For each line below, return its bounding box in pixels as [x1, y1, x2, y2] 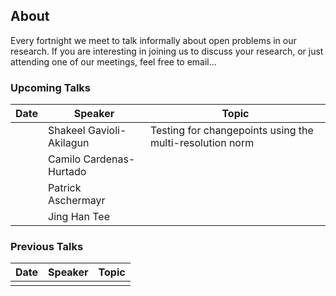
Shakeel [48, 124, 86, 138]
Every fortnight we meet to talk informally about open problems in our [10, 34, 297, 46]
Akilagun [48, 136, 90, 150]
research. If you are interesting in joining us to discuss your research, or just [10, 45, 324, 57]
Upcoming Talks [10, 80, 92, 94]
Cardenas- [83, 152, 136, 166]
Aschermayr [48, 194, 106, 208]
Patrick [48, 181, 82, 195]
